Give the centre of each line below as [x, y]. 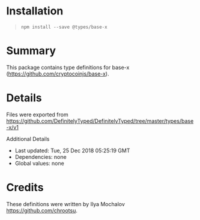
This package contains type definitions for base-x [68, 67]
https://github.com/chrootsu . [42, 210]
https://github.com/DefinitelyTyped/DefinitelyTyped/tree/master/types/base [100, 120]
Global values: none [39, 163]
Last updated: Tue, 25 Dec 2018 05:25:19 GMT [72, 150]
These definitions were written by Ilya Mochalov [65, 204]
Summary [31, 51]
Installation [35, 11]
